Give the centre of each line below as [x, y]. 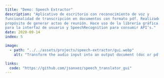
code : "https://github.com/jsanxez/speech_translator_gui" [71, 68]
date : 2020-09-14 [23, 32]
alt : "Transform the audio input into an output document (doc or [83, 55]
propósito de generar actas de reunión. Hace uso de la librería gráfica [82, 23]
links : [12, 63]
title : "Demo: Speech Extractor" [39, 10]
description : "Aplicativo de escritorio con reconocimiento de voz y [77, 14]
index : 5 [14, 37]
